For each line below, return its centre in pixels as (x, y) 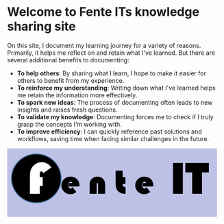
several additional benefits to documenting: (68, 60)
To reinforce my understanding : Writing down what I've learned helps (116, 88)
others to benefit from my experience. (71, 80)
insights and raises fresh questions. (67, 110)
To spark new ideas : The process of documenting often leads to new (115, 102)
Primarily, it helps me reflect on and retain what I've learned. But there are (111, 53)
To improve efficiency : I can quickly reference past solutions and (109, 132)
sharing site (42, 26)
